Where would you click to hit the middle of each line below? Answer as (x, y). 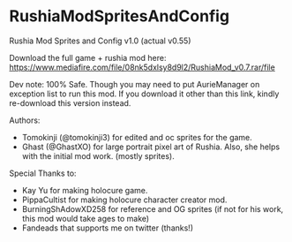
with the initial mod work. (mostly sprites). (98, 155)
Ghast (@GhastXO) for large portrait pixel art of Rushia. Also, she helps (151, 147)
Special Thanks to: (43, 173)
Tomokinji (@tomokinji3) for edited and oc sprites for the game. (137, 137)
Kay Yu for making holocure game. (85, 190)
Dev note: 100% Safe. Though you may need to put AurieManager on (135, 84)
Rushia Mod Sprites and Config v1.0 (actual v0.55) (100, 41)
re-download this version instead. (70, 102)
